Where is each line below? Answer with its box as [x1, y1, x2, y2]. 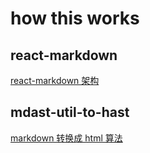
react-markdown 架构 [10, 75, 100, 86]
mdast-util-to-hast [10, 104, 130, 121]
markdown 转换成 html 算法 [10, 132, 123, 144]
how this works [10, 7, 140, 30]
